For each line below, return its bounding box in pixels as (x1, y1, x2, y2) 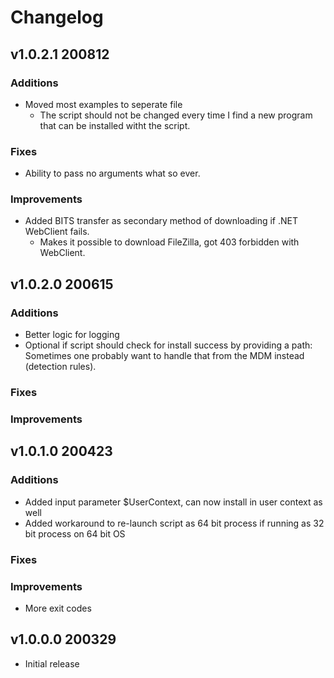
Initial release (24, 657, 80, 670)
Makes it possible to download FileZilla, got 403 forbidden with (39, 236, 300, 248)
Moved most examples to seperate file (24, 98, 183, 110)
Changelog (10, 6, 104, 29)
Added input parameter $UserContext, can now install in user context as (24, 496, 323, 508)
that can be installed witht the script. (39, 119, 191, 131)
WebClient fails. (24, 226, 90, 238)
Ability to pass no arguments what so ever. (24, 167, 201, 180)
